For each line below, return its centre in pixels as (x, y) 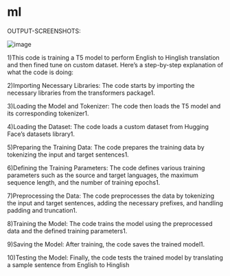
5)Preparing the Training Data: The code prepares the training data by (106, 147)
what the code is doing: (41, 72)
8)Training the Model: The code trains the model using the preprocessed (110, 223)
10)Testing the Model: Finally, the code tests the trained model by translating (115, 257)
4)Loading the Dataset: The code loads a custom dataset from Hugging (108, 126)
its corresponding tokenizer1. (48, 113)
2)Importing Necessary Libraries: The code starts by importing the (101, 85)
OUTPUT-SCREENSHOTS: (44, 31)
